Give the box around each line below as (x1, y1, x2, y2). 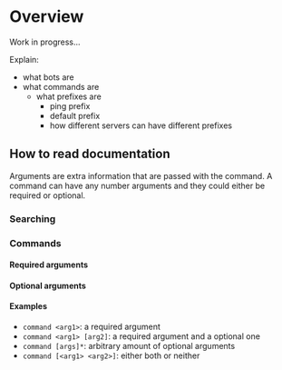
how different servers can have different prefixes (49, 120, 233, 131)
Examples (9, 301, 48, 312)
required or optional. (9, 189, 86, 201)
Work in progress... (9, 36, 81, 47)
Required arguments (9, 259, 89, 270)
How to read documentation (9, 146, 170, 162)
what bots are (22, 71, 74, 83)
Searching (9, 212, 56, 225)
